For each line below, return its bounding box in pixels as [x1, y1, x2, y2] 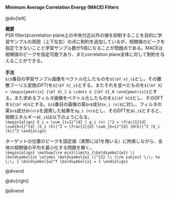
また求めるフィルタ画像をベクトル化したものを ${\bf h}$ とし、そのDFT [14, 95, 163, 101]
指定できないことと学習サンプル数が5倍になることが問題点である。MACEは [5, 45, 163, 51]
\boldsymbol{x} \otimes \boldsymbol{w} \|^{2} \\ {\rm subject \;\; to [5, 155, 160, 160]
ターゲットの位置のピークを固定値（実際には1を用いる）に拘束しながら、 [5, 138, 158, 145]
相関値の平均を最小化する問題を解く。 [14, 145, 94, 151]
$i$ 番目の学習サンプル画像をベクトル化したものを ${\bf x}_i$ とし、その [5, 76, 157, 82]
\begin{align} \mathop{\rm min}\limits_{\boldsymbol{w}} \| [5, 150, 135, 155]
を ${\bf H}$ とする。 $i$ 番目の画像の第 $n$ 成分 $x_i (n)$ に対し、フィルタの [5, 101, 162, 107]
